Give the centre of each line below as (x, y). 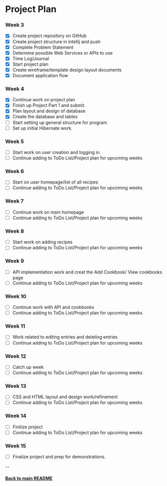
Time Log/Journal (31, 58)
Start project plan (30, 64)
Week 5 (15, 141)
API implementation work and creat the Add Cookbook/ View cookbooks (87, 272)
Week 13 (16, 386)
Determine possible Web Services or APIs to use (62, 53)
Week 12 (16, 356)
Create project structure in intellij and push (56, 42)
